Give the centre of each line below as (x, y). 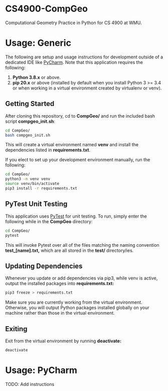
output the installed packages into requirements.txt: (60, 283)
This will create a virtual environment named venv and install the (72, 145)
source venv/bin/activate (32, 184)
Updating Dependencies (44, 266)
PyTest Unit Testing (36, 204)
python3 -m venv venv (28, 179)
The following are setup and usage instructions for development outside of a (84, 57)
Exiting (16, 329)
